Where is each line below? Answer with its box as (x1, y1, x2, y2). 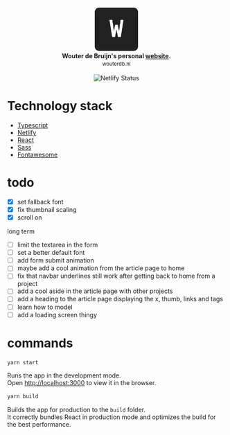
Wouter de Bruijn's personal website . (62, 52, 171, 60)
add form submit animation (17, 256, 95, 265)
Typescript (17, 121, 48, 129)
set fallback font (17, 197, 64, 206)
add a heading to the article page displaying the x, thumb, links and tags (17, 295, 224, 303)
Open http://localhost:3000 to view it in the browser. (7, 379, 157, 387)
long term (7, 227, 35, 236)
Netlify (17, 128, 37, 136)
